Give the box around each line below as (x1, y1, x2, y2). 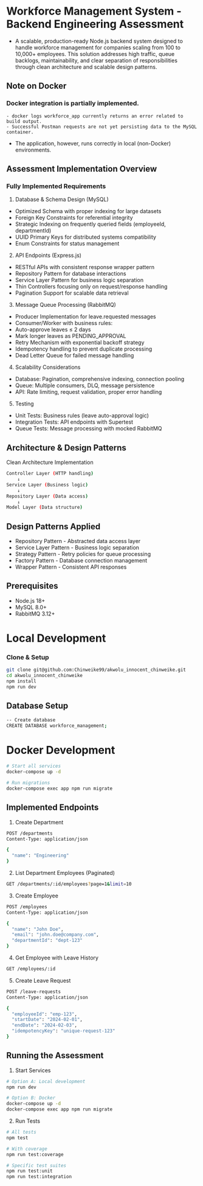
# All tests (6, 1129, 36, 1135)
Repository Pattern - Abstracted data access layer (15, 538, 141, 545)
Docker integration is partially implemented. (6, 99, 140, 108)
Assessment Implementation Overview (6, 164, 157, 174)
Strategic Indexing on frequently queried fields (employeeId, (15, 220, 166, 228)
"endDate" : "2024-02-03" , (12, 1022, 78, 1028)
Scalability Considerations (15, 363, 81, 371)
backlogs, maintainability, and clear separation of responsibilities (15, 57, 178, 64)
